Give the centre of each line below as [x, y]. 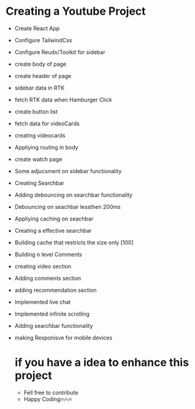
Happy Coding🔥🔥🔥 [48, 399]
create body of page [40, 64]
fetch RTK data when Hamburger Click [63, 99]
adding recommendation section [55, 290]
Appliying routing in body [46, 147]
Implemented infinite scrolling [52, 314]
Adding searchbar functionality [54, 325]
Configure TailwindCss [43, 40]
